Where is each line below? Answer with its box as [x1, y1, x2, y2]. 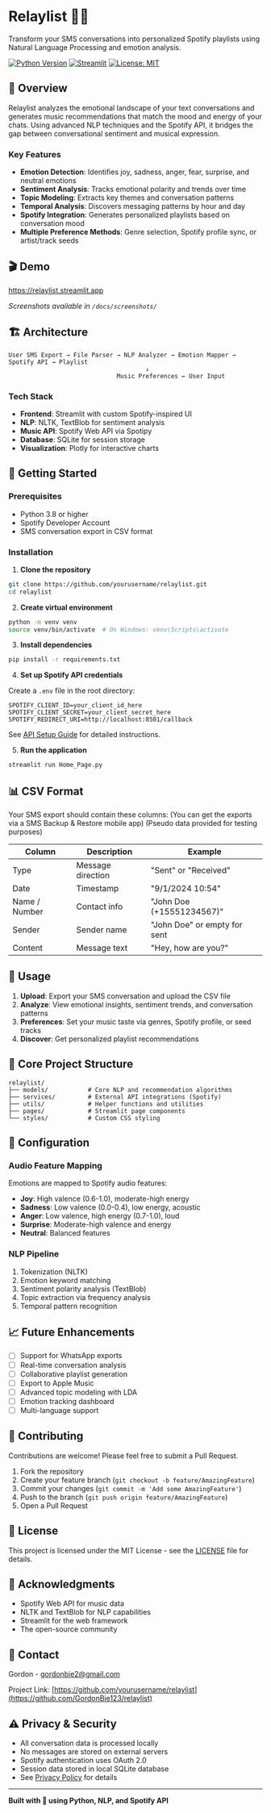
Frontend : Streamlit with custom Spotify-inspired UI [19, 409, 192, 419]
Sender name [76, 924, 127, 936]
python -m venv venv [8, 618, 78, 626]
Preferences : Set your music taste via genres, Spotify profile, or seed [19, 1016, 252, 1027]
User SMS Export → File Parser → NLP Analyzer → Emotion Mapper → [8, 351, 236, 359]
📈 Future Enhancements [8, 1326, 135, 1340]
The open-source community [19, 1624, 118, 1634]
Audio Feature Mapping [8, 1160, 102, 1171]
